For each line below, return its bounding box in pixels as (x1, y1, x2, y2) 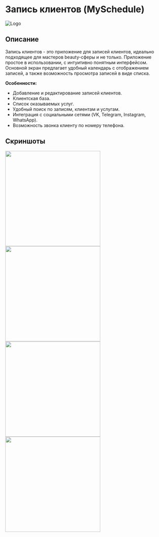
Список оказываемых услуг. (12, 101, 74, 107)
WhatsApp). (12, 117, 38, 123)
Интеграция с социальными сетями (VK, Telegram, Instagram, (12, 111, 146, 117)
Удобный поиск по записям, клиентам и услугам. (12, 106, 120, 112)
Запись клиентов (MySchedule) (5, 4, 145, 15)
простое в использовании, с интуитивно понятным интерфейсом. (5, 59, 148, 66)
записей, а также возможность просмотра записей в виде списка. (5, 70, 150, 76)
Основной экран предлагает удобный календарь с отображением (5, 65, 149, 71)
